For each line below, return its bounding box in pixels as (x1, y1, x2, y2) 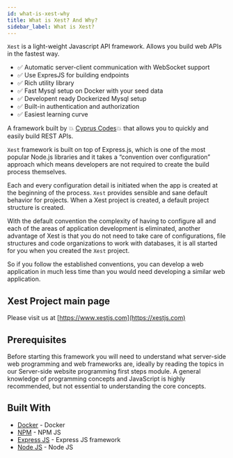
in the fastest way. (7, 49, 60, 58)
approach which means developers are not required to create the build (7, 160, 210, 169)
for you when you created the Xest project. (7, 247, 130, 255)
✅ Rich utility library (17, 79, 74, 87)
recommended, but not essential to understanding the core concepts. (7, 382, 207, 390)
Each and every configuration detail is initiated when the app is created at (7, 181, 218, 190)
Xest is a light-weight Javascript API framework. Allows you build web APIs (7, 43, 223, 51)
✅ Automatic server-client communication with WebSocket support (17, 63, 210, 72)
